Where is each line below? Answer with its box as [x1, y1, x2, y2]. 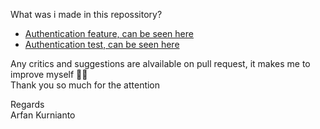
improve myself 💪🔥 [10, 69, 88, 80]
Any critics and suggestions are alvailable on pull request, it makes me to [10, 58, 311, 69]
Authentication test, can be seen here [24, 39, 180, 50]
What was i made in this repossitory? [10, 9, 163, 20]
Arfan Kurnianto [10, 109, 76, 121]
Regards [10, 99, 45, 110]
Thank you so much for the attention [10, 79, 161, 91]
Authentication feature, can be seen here [24, 28, 194, 39]
